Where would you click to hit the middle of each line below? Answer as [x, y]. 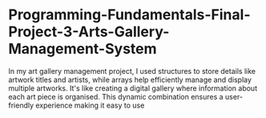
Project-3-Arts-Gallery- [89, 32]
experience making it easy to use [90, 105]
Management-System [83, 49]
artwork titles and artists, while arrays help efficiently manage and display [130, 79]
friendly [21, 105]
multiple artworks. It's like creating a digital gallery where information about [133, 88]
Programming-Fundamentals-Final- [129, 15]
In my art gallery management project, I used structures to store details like [132, 71]
